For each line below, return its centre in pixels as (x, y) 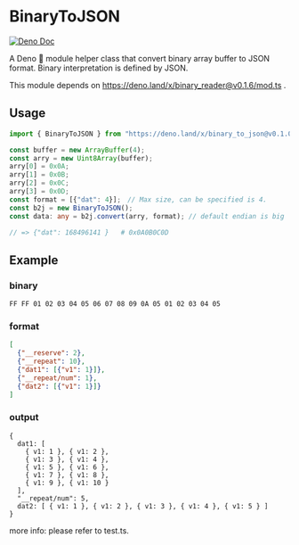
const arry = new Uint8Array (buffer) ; (81, 158)
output (24, 417)
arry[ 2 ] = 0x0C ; (39, 183)
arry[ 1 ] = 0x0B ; (39, 175)
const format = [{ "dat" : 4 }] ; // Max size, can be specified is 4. (138, 199)
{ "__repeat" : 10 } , (52, 362)
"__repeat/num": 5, (53, 498)
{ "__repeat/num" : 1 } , (57, 378)
